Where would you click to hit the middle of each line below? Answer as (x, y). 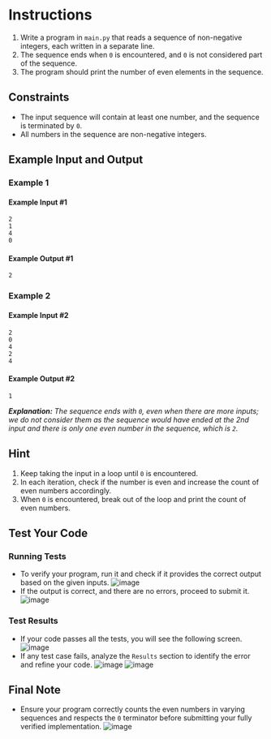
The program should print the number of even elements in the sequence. (142, 71)
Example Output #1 (41, 258)
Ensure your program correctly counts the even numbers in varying (133, 709)
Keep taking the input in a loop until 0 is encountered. (109, 473)
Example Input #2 (39, 315)
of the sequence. (49, 63)
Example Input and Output (76, 160)
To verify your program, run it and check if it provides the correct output (141, 574)
